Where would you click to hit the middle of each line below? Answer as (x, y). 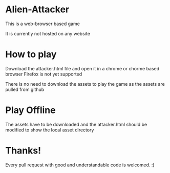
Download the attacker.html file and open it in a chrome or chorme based (82, 68)
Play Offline (30, 110)
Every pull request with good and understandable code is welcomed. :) (80, 165)
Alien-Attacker (37, 9)
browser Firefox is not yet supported (44, 74)
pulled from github (25, 89)
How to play (31, 54)
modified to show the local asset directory (50, 130)
